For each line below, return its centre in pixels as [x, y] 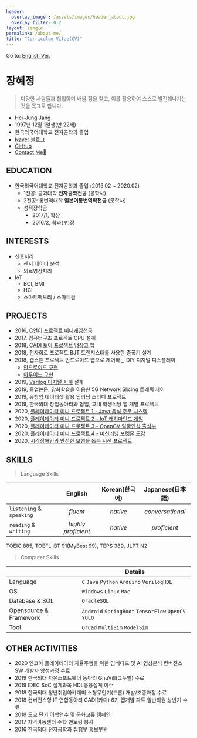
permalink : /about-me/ [34, 34]
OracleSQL [96, 601]
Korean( [113, 490]
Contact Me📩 [30, 152]
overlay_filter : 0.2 [36, 22]
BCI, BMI [34, 283]
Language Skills [40, 474]
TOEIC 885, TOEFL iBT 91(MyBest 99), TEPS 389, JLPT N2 [77, 546]
